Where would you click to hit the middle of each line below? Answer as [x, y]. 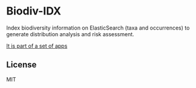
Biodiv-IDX [34, 11]
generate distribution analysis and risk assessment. [70, 34]
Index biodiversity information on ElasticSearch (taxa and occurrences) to [98, 28]
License [21, 65]
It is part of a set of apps [37, 46]
